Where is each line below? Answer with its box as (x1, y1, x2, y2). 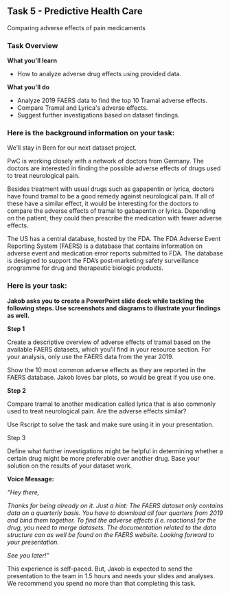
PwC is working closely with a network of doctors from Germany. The (7, 157, 204, 165)
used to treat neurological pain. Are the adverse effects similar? (7, 407, 187, 415)
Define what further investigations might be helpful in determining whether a (7, 446, 223, 455)
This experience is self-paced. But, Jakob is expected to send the (7, 564, 194, 573)
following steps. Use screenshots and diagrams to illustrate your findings (7, 304, 221, 312)
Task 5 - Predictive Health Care (7, 5, 143, 17)
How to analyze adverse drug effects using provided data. (16, 70, 182, 78)
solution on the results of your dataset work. (7, 461, 133, 470)
